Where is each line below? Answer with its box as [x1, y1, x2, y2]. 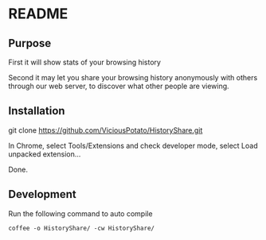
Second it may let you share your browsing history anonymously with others [8, 73, 258, 82]
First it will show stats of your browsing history [8, 57, 162, 67]
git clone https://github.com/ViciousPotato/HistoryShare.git [8, 125, 203, 135]
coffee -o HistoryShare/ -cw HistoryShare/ [8, 224, 155, 232]
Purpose [8, 37, 52, 50]
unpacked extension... [8, 149, 81, 159]
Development [8, 188, 77, 201]
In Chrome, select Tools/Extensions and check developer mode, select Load [8, 141, 258, 150]
